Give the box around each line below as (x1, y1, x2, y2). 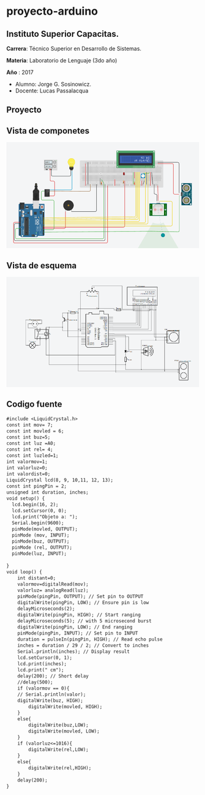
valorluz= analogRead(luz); (17, 587, 89, 593)
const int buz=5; (6, 434, 51, 440)
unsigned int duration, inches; (6, 489, 89, 495)
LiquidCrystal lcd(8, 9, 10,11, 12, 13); (6, 477, 114, 483)
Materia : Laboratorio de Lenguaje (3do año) (6, 57, 117, 64)
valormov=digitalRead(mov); (17, 581, 89, 587)
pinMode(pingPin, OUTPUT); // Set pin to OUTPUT (17, 593, 144, 600)
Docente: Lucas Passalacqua (15, 87, 89, 94)
